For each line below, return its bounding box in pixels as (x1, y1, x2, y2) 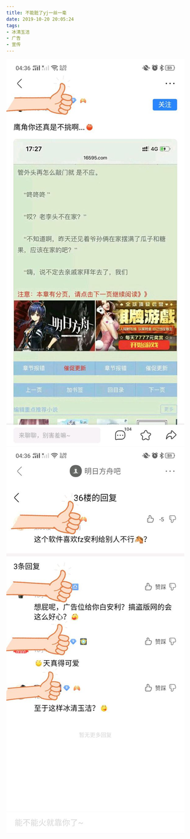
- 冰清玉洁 (6, 29, 30, 35)
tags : (6, 22, 20, 28)
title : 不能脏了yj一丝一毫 (6, 10, 67, 16)
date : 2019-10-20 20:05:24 (6, 16, 74, 22)
